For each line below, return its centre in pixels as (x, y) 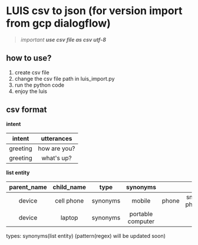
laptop (69, 217)
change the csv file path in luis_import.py (65, 78)
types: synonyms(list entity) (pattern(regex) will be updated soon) (86, 236)
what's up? (56, 158)
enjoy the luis (31, 91)
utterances (57, 138)
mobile (141, 200)
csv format (27, 110)
